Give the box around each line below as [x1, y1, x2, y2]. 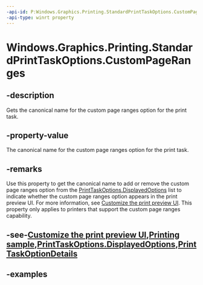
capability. [6, 212, 32, 220]
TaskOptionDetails [6, 249, 78, 259]
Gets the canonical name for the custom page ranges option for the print [6, 106, 187, 114]
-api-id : [6, 8, 28, 15]
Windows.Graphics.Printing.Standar [6, 41, 193, 54]
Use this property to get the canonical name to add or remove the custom [6, 180, 189, 188]
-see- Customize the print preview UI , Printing [6, 229, 180, 240]
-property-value [6, 130, 69, 140]
